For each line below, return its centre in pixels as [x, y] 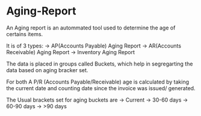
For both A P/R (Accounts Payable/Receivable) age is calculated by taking [98, 82]
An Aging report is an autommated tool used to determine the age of [91, 28]
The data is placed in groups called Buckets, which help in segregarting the [100, 64]
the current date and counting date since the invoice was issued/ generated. [101, 88]
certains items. [25, 34]
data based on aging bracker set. [47, 70]
